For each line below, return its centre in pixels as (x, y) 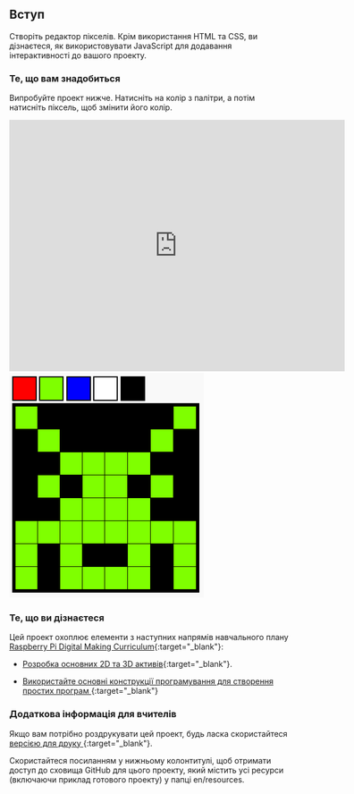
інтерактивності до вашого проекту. (78, 55)
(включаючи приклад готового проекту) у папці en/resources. (127, 779)
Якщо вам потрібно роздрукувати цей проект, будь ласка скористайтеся (148, 733)
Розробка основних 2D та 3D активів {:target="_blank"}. (127, 664)
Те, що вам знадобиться (65, 78)
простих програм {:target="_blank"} (90, 691)
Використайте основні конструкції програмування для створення (148, 681)
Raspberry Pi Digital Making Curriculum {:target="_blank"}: (117, 646)
